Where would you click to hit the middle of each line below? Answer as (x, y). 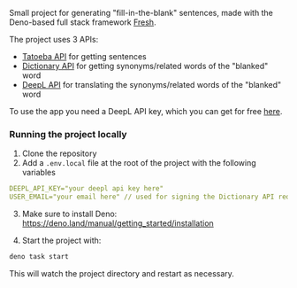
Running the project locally (68, 134)
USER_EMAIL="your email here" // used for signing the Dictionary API (142, 197)
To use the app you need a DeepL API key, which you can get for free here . (146, 111)
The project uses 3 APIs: (54, 39)
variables (38, 173)
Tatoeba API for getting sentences (84, 56)
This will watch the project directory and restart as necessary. (122, 273)
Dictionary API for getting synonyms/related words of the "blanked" (145, 66)
